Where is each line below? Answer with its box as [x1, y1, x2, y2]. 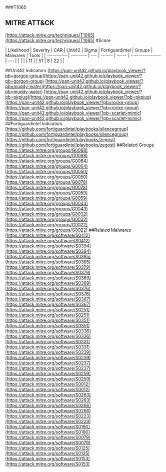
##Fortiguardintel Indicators [5, 120, 62, 127]
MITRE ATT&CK [5, 19, 54, 27]
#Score [95, 37, 111, 43]
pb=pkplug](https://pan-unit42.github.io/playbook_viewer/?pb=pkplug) [5, 94, 151, 100]
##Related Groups [116, 142, 154, 148]
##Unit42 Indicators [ [5, 67, 49, 73]
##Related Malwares [88, 227, 131, 233]
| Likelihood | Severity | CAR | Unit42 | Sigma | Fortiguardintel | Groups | [5, 47, 153, 53]
